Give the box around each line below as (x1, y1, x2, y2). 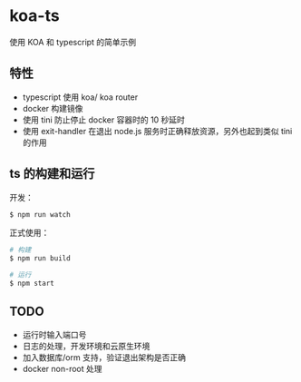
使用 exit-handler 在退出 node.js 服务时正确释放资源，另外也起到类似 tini (22, 125, 293, 136)
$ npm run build (9, 254, 71, 263)
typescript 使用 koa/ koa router (22, 92, 139, 103)
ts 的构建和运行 (9, 166, 95, 181)
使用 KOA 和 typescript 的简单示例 (9, 36, 137, 47)
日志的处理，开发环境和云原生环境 (22, 340, 150, 351)
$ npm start (9, 279, 54, 289)
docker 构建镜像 (22, 103, 83, 113)
